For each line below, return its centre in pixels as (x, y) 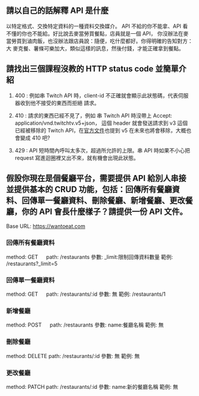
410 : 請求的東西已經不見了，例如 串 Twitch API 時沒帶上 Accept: (93, 115)
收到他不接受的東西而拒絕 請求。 (60, 103)
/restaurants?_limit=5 (32, 264)
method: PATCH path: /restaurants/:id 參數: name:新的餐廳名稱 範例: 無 (92, 387)
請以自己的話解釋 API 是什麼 (57, 11)
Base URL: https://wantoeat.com (46, 226)
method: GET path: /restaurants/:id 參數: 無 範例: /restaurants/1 (86, 294)
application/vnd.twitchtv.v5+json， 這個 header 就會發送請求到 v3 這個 (101, 123)
